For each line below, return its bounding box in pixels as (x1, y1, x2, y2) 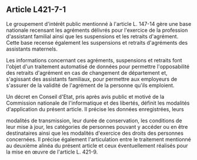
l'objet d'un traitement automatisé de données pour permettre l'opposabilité (6, 63, 190, 70)
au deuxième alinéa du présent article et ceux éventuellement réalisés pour (6, 142, 188, 149)
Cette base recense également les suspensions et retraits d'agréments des (6, 39, 188, 46)
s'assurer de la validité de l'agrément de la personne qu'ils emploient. (6, 82, 175, 89)
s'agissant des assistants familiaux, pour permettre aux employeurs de (6, 75, 178, 82)
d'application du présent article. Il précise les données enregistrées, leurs (6, 105, 184, 112)
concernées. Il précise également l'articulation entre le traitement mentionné (6, 135, 191, 143)
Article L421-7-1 (6, 5, 66, 15)
